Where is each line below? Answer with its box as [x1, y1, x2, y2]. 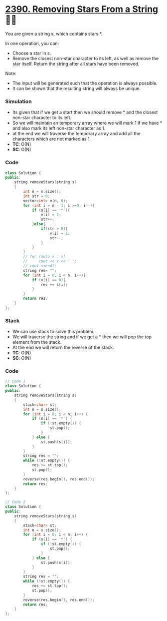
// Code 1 [5, 379, 26, 384]
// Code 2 [5, 499, 26, 505]
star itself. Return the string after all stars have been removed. [12, 61, 140, 67]
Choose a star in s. [12, 50, 51, 56]
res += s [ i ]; [40, 282, 68, 287]
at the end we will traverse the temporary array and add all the [12, 131, 141, 137]
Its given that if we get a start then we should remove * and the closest [12, 109, 158, 116]
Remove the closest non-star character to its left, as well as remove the [12, 55, 159, 61]
